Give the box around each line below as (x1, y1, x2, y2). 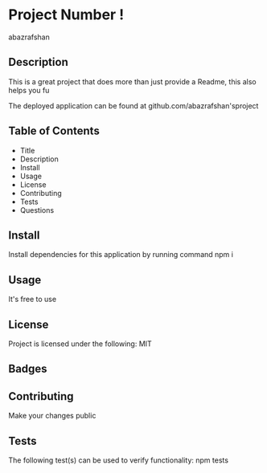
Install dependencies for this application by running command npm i (8, 250, 233, 259)
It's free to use (8, 295, 57, 304)
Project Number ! (8, 6, 125, 24)
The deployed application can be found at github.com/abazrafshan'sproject (8, 100, 259, 110)
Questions (19, 205, 55, 214)
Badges (8, 362, 47, 376)
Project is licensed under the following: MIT (8, 339, 153, 349)
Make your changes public (8, 411, 97, 421)
